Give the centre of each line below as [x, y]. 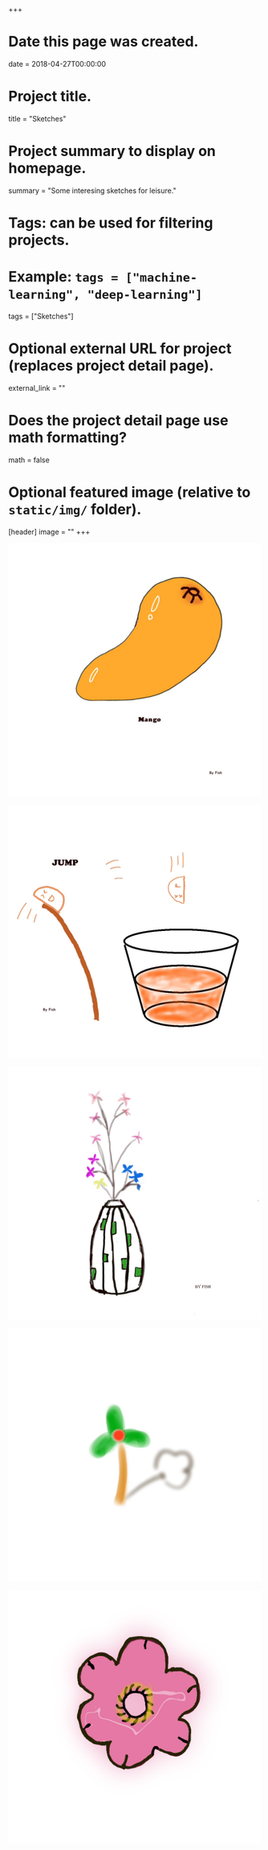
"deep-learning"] [145, 295]
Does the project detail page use [118, 421]
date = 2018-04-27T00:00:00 [57, 64]
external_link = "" [37, 388]
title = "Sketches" [37, 118]
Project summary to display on [112, 152]
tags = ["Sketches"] [41, 316]
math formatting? [67, 438]
